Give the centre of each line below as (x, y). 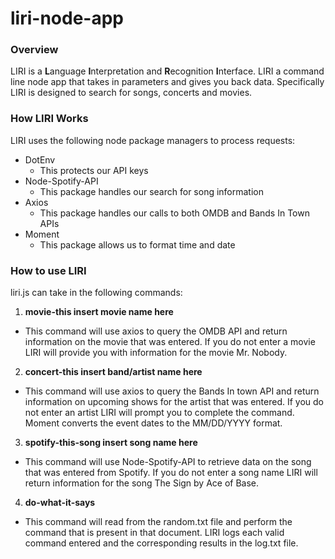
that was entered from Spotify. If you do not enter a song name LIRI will (171, 473)
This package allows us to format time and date (137, 244)
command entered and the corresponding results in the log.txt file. (161, 543)
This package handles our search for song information (152, 191)
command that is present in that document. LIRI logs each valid (154, 533)
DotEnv (40, 159)
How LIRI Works (49, 119)
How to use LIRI (48, 270)
